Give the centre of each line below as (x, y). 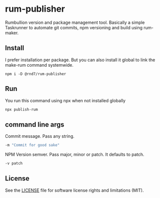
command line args (35, 124)
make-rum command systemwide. (39, 65)
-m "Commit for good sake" (32, 145)
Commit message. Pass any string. (40, 136)
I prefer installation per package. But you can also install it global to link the (80, 60)
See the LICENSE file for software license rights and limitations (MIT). (74, 190)
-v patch (14, 163)
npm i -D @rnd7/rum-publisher (36, 74)
